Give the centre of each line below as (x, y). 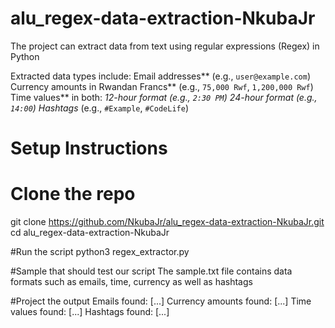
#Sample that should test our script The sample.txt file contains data (151, 271)
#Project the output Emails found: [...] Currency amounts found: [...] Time (161, 301)
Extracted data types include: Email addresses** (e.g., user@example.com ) (161, 76)
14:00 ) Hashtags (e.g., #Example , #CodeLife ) (99, 108)
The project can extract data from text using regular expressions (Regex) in (165, 46)
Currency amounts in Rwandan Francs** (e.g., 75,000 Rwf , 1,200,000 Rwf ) (162, 86)
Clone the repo (73, 194)
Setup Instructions (89, 148)
